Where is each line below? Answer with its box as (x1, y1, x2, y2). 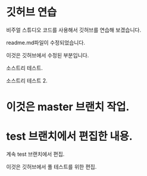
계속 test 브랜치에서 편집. (6, 150, 65, 158)
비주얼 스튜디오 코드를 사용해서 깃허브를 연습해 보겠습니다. (6, 26, 142, 33)
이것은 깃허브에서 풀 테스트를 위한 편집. (6, 163, 97, 171)
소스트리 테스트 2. (6, 77, 48, 84)
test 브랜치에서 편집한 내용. (6, 129, 133, 143)
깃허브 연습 (6, 5, 57, 19)
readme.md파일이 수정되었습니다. (6, 39, 85, 46)
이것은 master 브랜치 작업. (6, 100, 130, 114)
